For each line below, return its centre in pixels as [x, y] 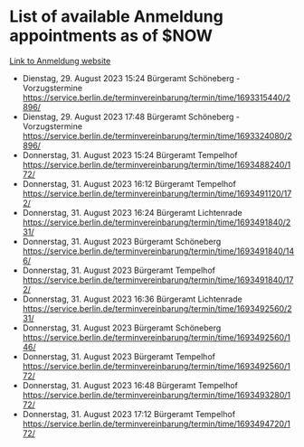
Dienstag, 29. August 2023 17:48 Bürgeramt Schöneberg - [131, 116]
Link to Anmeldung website [60, 61]
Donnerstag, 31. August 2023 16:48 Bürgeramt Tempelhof [130, 385]
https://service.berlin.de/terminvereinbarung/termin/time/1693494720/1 [157, 424]
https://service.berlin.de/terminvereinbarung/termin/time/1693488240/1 [157, 164]
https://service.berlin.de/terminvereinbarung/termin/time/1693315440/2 [157, 98]
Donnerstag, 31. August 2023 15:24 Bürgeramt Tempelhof [130, 154]
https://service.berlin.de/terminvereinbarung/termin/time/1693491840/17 [158, 279]
